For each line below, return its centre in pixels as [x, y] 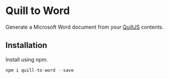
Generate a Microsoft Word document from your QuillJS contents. [85, 27]
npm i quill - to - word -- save [40, 70]
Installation [26, 45]
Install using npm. [27, 59]
